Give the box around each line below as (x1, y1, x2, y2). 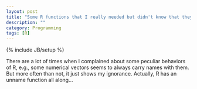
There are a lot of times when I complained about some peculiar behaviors (6, 58, 186, 65)
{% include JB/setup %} (6, 46, 64, 53)
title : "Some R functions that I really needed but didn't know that (6, 14, 180, 20)
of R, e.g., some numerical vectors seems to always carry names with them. (6, 64, 189, 71)
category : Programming (6, 25, 62, 31)
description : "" (6, 19, 46, 25)
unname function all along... (6, 77, 73, 84)
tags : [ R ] (6, 30, 30, 36)
